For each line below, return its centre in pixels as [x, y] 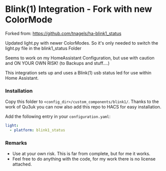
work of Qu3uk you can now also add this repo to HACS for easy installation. [83, 107]
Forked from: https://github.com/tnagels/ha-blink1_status [63, 33]
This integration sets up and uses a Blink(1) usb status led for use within [78, 72]
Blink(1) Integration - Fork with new [79, 9]
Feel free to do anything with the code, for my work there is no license [84, 159]
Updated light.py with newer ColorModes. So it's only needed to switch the [82, 43]
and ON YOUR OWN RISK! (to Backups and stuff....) [57, 63]
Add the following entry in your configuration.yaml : [58, 116]
